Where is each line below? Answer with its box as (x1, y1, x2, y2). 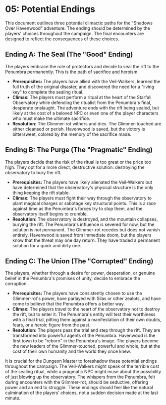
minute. (5, 395, 21, 401)
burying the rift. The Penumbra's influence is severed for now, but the (12, 221, 155, 227)
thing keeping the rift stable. (12, 190, 70, 196)
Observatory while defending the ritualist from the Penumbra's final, (12, 100, 152, 105)
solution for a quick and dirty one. (12, 242, 82, 248)
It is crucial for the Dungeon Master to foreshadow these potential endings (5, 358, 157, 364)
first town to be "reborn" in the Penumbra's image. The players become (12, 338, 159, 344)
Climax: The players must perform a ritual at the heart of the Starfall (12, 94, 152, 100)
